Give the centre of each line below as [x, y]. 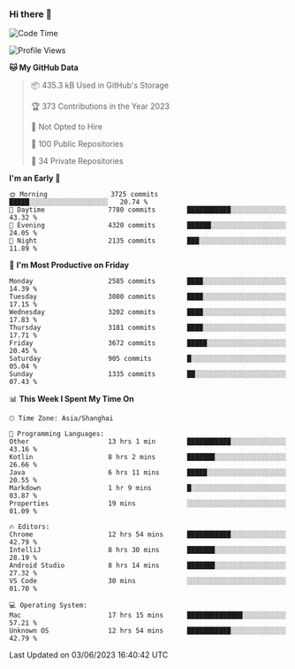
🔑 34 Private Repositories [77, 161]
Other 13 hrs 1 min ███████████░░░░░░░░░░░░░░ [148, 442]
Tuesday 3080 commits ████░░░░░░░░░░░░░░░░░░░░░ [148, 297]
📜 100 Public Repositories [77, 144]
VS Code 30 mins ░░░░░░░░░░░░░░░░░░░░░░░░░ [148, 581]
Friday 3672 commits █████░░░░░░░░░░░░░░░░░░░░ [148, 343]
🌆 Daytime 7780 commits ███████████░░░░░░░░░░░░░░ [148, 210]
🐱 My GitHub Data [44, 68]
